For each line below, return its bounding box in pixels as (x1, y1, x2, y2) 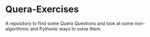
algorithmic (5, 25, 29, 31)
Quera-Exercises (5, 4, 79, 15)
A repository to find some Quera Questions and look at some (5, 20, 134, 26)
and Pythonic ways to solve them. (30, 25, 102, 31)
